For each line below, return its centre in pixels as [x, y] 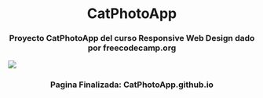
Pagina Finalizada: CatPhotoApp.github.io [132, 85]
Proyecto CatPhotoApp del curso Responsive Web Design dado [132, 38]
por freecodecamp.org [132, 48]
